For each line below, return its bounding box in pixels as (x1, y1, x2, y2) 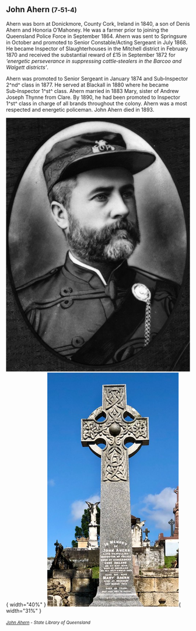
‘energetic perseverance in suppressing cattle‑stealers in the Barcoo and (6, 57, 182, 64)
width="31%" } (6, 608, 42, 615)
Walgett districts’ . (6, 64, 48, 71)
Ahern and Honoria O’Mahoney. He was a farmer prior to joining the (6, 26, 169, 33)
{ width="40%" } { (6, 601, 181, 608)
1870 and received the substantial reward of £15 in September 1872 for (6, 51, 176, 58)
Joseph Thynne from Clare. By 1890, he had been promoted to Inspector (6, 94, 181, 101)
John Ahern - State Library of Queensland (6, 620, 91, 626)
